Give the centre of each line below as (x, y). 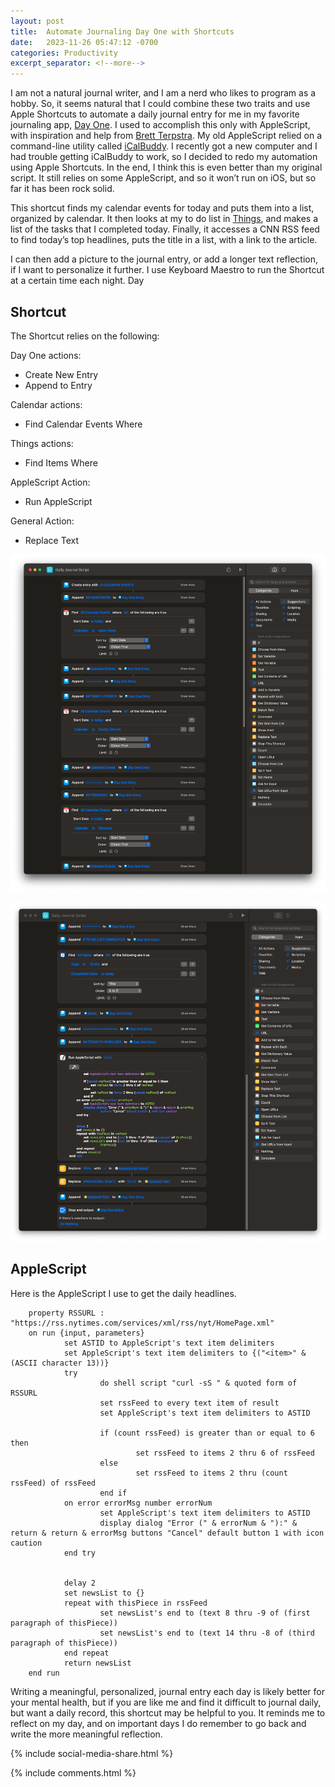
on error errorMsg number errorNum (138, 1503)
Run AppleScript (58, 501)
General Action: (42, 521)
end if (113, 1493)
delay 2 (80, 1583)
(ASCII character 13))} (60, 1363)
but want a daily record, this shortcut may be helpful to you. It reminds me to (168, 1712)
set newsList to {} (104, 1593)
